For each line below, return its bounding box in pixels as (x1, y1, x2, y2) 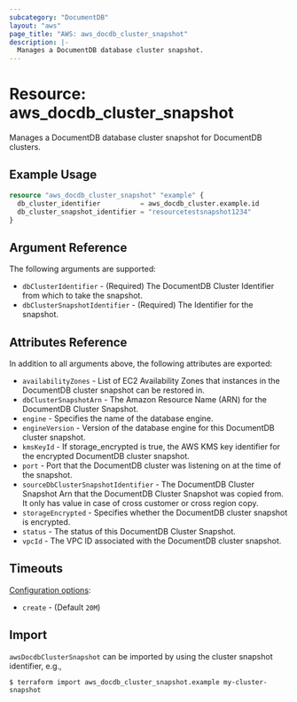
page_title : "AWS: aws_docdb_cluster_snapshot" (9, 29, 189, 38)
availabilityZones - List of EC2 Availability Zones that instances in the (21, 376, 281, 386)
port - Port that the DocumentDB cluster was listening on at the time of (21, 460, 282, 471)
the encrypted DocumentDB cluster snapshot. (21, 451, 191, 461)
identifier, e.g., (9, 660, 62, 671)
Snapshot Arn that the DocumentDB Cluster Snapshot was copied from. (21, 488, 284, 499)
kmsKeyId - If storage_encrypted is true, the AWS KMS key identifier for (21, 441, 281, 452)
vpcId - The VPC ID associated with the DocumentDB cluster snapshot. (21, 535, 282, 546)
